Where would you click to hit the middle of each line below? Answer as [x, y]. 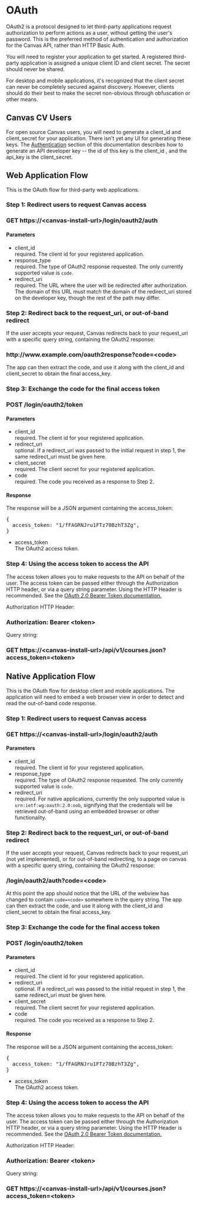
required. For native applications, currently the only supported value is [100, 799]
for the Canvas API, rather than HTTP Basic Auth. [66, 45]
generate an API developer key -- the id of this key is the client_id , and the [96, 151]
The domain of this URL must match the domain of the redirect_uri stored [103, 291]
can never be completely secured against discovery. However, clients [90, 86]
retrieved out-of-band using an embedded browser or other [87, 811]
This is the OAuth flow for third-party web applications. [73, 189]
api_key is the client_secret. [39, 157]
